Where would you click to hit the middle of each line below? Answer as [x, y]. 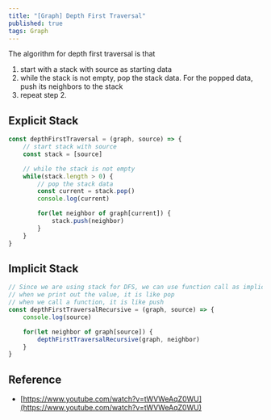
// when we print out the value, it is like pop [92, 295]
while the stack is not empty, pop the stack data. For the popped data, [136, 78]
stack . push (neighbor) [88, 221]
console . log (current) [74, 199]
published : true [35, 23]
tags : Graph [28, 31]
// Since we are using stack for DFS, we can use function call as [124, 288]
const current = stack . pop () [86, 191]
